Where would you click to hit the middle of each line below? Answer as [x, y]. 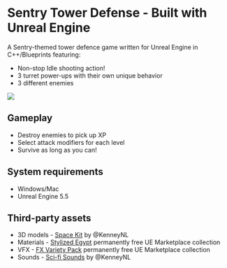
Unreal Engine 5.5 [43, 196]
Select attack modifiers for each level [71, 142]
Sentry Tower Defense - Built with [107, 13]
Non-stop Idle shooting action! [61, 68]
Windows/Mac [38, 189]
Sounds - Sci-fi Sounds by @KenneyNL [74, 258]
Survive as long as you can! [57, 150]
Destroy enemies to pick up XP [62, 135]
